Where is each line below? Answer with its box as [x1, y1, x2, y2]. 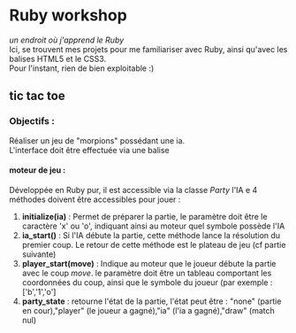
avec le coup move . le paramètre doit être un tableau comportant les [21, 267, 272, 278]
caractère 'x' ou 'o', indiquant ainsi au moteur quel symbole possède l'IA [21, 221, 285, 231]
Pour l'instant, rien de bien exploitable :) [9, 63, 155, 74]
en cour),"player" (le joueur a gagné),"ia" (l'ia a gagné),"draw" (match [21, 305, 276, 315]
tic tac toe [9, 89, 65, 104]
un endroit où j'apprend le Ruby [9, 35, 125, 45]
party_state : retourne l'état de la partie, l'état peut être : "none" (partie [21, 296, 282, 306]
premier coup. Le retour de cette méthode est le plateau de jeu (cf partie [21, 239, 286, 250]
